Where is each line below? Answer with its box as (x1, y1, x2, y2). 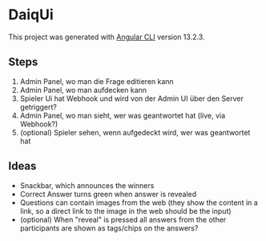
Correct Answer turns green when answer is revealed (19, 189, 197, 199)
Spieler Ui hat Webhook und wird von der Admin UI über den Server (19, 94, 244, 103)
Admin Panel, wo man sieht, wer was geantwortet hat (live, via (19, 110, 226, 120)
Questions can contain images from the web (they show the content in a (19, 198, 258, 207)
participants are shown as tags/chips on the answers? (19, 223, 199, 233)
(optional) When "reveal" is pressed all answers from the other (19, 215, 227, 224)
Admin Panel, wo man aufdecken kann (19, 85, 147, 94)
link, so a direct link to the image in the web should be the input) (19, 206, 232, 215)
